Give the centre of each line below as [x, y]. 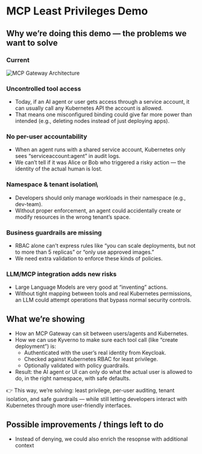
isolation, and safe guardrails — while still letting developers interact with [97, 399]
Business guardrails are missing [54, 232]
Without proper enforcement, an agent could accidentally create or [98, 210]
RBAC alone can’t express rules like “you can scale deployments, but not [105, 246]
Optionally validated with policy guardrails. [77, 365]
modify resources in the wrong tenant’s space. [73, 217]
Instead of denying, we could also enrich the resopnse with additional [101, 439]
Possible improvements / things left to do [85, 424]
